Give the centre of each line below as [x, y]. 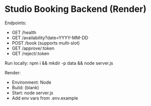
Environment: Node [31, 82]
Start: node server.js [32, 93]
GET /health [24, 32]
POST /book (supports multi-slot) [46, 43]
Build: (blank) [25, 87]
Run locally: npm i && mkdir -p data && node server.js [59, 63]
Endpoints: [16, 23]
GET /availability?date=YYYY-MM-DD [50, 38]
